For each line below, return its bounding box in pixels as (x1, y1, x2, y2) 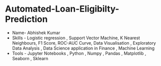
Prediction (5, 14, 48, 25)
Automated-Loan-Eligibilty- (5, 3, 120, 15)
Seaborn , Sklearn (12, 55, 49, 61)
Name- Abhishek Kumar (12, 30, 60, 35)
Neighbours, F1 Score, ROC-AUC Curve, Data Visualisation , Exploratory (12, 40, 156, 46)
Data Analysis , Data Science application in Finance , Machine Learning (12, 45, 155, 51)
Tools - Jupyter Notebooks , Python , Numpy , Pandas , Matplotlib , (12, 50, 146, 56)
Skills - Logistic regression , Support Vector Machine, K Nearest (12, 35, 140, 41)
